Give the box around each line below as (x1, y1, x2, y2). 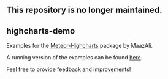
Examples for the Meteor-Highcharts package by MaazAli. (6, 42, 153, 50)
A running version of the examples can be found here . (6, 54, 143, 61)
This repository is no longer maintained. (6, 5, 162, 15)
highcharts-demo (6, 26, 75, 36)
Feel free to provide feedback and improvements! (6, 66, 131, 73)
